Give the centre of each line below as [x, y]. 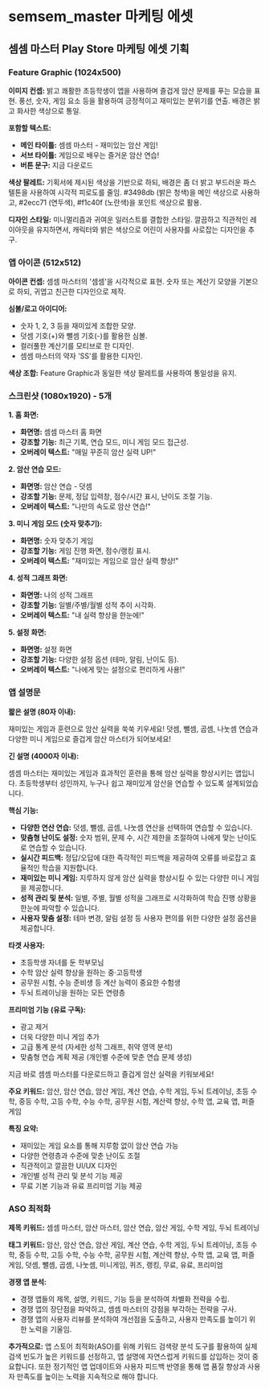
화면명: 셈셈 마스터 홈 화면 [61, 432]
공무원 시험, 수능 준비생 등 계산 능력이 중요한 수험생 [100, 982]
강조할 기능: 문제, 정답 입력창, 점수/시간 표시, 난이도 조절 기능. [116, 497]
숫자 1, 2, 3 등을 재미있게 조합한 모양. [78, 326]
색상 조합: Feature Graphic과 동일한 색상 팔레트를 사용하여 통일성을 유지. [122, 373]
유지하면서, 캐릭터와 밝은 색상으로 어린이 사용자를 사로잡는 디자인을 [141, 229]
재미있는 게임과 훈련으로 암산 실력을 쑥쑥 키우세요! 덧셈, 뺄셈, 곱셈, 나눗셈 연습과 [133, 729]
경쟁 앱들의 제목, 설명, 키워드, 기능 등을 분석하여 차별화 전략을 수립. [124, 1299]
